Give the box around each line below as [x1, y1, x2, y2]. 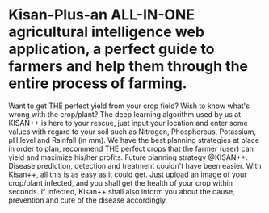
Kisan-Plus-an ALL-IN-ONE [8, 6, 195, 24]
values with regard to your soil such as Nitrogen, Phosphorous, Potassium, [8, 127, 257, 136]
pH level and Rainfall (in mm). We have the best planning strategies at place [8, 135, 260, 144]
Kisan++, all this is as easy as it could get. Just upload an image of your [8, 169, 248, 179]
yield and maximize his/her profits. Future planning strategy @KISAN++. [8, 152, 248, 162]
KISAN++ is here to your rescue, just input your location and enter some [8, 118, 248, 127]
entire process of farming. [8, 74, 187, 93]
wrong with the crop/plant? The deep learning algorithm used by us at [8, 109, 242, 119]
